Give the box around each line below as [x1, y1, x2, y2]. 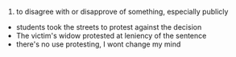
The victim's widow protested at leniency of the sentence [15, 31, 207, 40]
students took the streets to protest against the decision [15, 22, 202, 31]
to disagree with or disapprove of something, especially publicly [15, 7, 229, 16]
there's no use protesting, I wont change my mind [15, 39, 181, 49]
